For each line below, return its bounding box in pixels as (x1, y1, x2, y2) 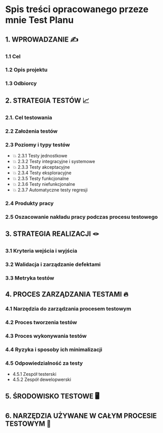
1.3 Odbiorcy (5, 80, 37, 87)
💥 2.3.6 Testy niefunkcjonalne (12, 181, 76, 187)
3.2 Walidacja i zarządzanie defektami (5, 261, 101, 268)
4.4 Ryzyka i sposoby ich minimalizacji (5, 346, 102, 353)
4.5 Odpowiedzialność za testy (5, 360, 83, 367)
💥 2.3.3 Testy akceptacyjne (12, 164, 70, 170)
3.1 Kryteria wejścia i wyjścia (5, 247, 77, 254)
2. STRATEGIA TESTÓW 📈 (5, 96, 90, 105)
